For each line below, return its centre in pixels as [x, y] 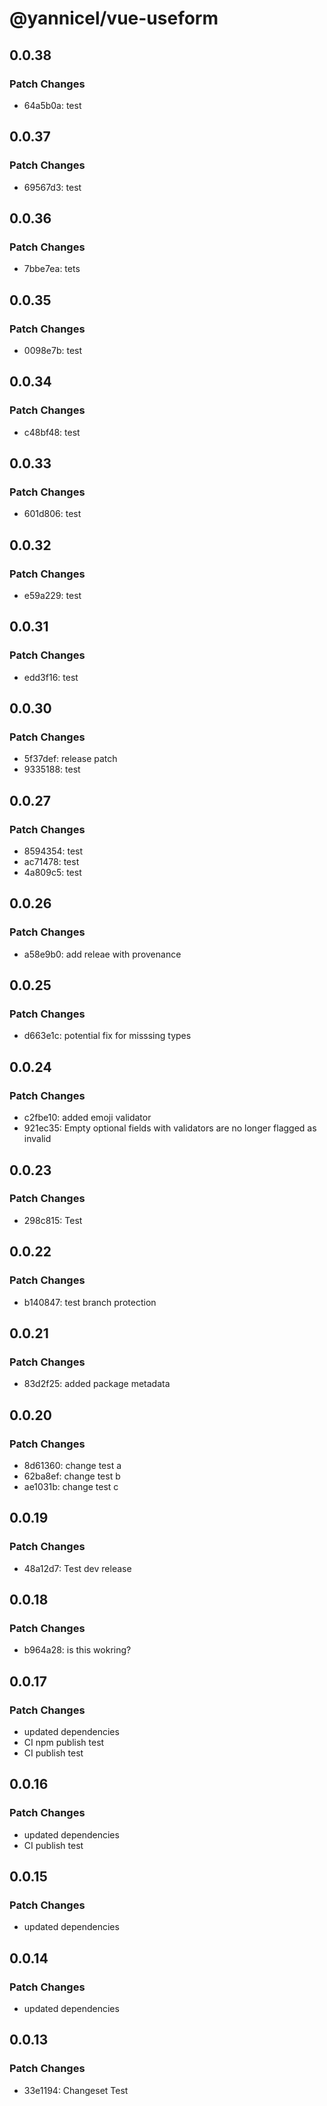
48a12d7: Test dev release [77, 1568]
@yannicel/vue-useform [114, 18]
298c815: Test [53, 1220]
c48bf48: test [52, 432]
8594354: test [53, 851]
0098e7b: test [53, 350]
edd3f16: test [51, 677]
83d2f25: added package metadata [97, 1384]
